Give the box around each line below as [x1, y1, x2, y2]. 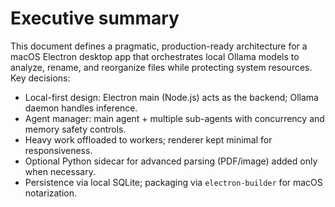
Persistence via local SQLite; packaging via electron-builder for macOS [24, 176, 323, 188]
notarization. [24, 187, 78, 199]
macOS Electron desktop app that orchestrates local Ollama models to [10, 50, 300, 62]
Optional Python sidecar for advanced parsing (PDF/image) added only [24, 155, 318, 167]
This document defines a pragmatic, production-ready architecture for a [10, 40, 308, 52]
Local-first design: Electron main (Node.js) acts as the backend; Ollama [24, 91, 319, 103]
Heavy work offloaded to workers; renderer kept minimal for [24, 133, 273, 146]
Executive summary [10, 7, 180, 30]
